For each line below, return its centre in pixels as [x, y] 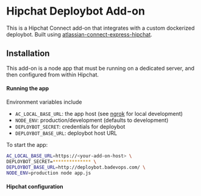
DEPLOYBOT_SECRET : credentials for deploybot [70, 126]
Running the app [28, 89]
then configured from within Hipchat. [53, 75]
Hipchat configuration [35, 187]
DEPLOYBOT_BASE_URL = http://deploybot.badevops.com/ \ [76, 167]
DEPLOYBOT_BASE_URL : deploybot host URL [66, 133]
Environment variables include [44, 102]
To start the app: [27, 144]
